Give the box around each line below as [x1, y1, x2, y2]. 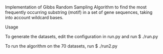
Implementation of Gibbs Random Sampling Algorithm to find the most [5, 4, 147, 10]
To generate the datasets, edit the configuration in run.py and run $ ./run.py [5, 34, 158, 39]
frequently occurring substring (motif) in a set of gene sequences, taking [5, 9, 153, 15]
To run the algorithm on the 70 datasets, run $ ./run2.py [5, 43, 118, 49]
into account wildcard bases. [5, 15, 64, 20]
